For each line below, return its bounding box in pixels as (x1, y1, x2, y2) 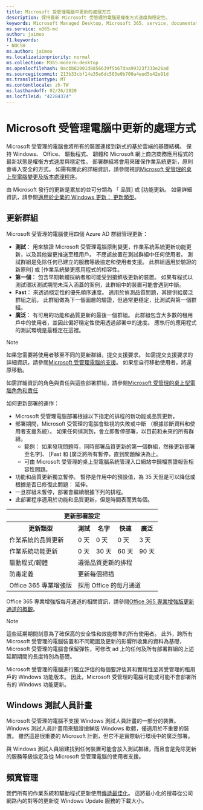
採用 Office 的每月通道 (77, 581, 141, 589)
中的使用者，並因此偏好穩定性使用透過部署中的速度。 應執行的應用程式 (20, 319, 197, 326)
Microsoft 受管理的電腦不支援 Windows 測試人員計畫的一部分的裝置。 (6, 717, 179, 725)
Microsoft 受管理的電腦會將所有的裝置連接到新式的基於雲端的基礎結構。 (6, 142, 185, 150)
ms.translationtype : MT (6, 76, 66, 82)
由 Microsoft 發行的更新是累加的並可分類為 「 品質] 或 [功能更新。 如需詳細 (6, 186, 193, 193)
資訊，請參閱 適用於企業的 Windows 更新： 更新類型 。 (6, 193, 140, 201)
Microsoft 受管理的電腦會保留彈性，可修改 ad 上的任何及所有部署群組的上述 (6, 645, 195, 652)
